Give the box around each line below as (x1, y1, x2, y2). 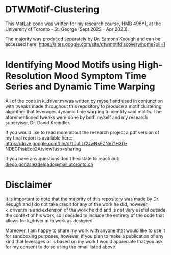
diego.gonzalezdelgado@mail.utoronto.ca (5, 161, 93, 167)
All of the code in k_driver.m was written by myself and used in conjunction (5, 98, 163, 104)
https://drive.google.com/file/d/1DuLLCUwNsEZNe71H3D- (5, 140, 128, 146)
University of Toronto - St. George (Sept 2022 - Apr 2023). (5, 26, 129, 32)
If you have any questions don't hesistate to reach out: (5, 155, 120, 161)
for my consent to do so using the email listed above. (5, 244, 117, 250)
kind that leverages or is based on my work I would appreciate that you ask (5, 238, 163, 244)
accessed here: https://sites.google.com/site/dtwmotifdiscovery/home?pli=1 (5, 41, 165, 47)
